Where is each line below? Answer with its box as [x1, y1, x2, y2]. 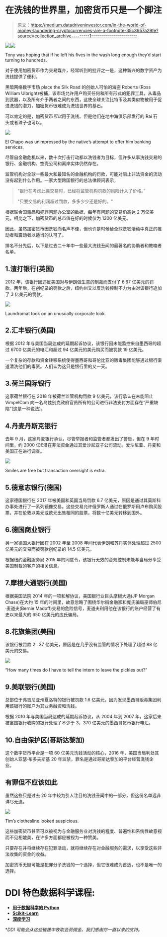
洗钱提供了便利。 [5, 73, 40, 80]
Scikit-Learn [12, 910, 39, 916]
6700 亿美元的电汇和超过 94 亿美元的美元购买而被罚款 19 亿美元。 [10, 346, 147, 352]
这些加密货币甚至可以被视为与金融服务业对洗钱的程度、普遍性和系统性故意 [5, 828, 158, 834]
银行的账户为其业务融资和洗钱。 [13, 703, 80, 709]
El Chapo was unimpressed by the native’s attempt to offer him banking [5, 139, 151, 145]
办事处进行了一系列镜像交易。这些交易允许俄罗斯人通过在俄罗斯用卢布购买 [5, 504, 158, 510]
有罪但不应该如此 [5, 778, 58, 787]
